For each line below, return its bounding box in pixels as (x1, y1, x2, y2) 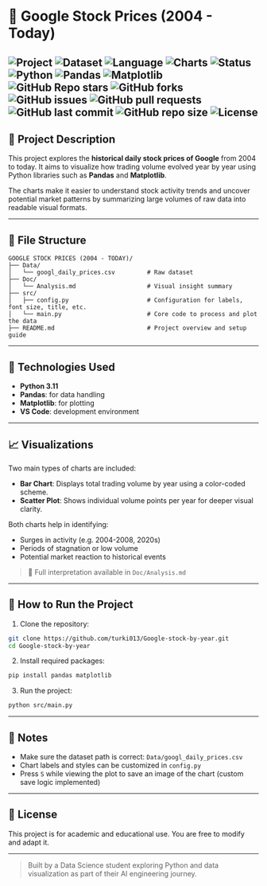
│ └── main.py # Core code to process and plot (8, 310, 258, 318)
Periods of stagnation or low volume (19, 543, 139, 552)
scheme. (19, 487, 49, 497)
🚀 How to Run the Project (8, 598, 133, 611)
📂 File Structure (8, 233, 87, 247)
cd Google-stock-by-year (8, 642, 91, 650)
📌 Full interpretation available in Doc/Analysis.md (27, 567, 187, 576)
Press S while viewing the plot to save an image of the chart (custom (19, 768, 244, 779)
